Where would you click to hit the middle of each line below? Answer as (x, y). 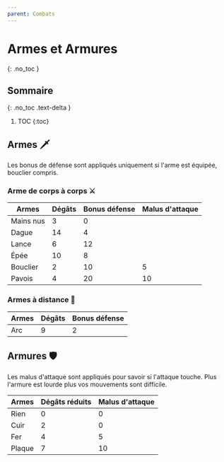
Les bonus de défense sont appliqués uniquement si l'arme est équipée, (112, 165)
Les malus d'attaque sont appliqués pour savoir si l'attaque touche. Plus (112, 376)
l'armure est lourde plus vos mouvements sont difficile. (87, 384)
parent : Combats (31, 14)
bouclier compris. (33, 173)
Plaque (22, 448)
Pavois (22, 279)
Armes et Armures (63, 48)
